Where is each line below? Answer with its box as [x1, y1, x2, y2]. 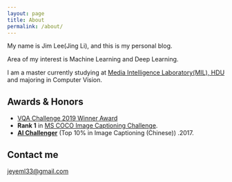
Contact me [7, 149, 59, 161]
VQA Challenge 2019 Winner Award [17, 114, 118, 123]
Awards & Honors [7, 96, 84, 108]
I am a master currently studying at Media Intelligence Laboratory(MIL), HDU [7, 68, 225, 77]
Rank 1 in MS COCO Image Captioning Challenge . [17, 121, 158, 130]
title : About [7, 17, 45, 23]
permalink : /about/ [7, 23, 64, 30]
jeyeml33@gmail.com [7, 167, 69, 175]
